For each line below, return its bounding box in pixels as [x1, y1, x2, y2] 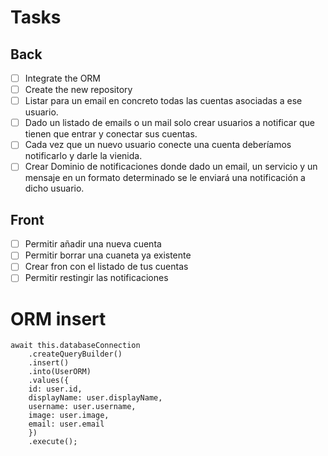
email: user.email [28, 419, 105, 430]
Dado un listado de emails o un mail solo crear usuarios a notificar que [24, 117, 315, 129]
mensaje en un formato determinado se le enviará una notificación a [24, 172, 306, 184]
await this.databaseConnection [10, 341, 141, 351]
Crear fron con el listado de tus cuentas [24, 261, 189, 273]
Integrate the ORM [24, 72, 101, 84]
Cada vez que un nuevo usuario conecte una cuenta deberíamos [24, 139, 292, 151]
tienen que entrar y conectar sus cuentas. [24, 128, 198, 140]
